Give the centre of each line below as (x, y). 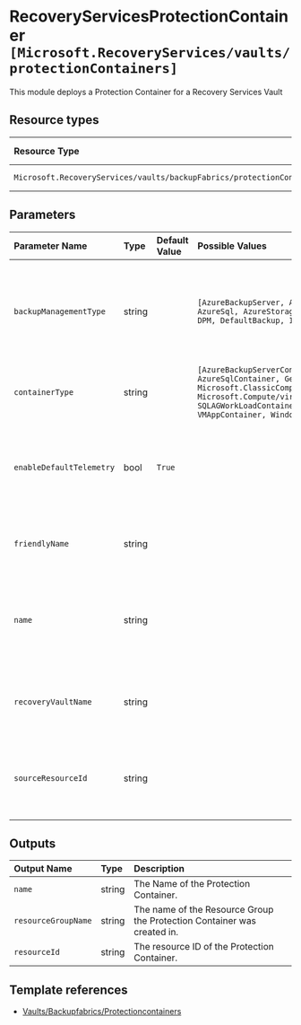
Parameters (43, 215)
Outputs (33, 843)
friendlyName (42, 543)
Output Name (43, 869)
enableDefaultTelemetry (64, 467)
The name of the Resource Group (204, 910)
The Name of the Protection (192, 884)
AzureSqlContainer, (238, 378)
